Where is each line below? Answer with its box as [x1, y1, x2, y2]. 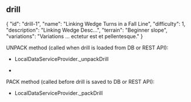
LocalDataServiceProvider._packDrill [14, 89, 103, 96]
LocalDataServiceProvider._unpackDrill [14, 55, 109, 62]
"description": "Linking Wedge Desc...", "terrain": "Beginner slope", [6, 26, 168, 33]
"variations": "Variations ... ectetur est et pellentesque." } [6, 32, 144, 40]
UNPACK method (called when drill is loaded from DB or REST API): [6, 44, 169, 51]
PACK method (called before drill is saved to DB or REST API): [6, 78, 155, 85]
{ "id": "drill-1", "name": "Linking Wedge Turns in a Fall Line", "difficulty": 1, [6, 20, 186, 27]
